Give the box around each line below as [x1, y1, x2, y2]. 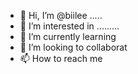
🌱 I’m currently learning [19, 31, 117, 42]
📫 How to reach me [19, 53, 103, 64]
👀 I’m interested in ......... [19, 20, 120, 32]
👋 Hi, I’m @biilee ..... [19, 10, 103, 21]
